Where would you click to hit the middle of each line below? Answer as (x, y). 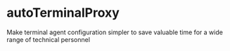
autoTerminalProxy (63, 13)
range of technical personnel (49, 39)
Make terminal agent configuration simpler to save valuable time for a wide (115, 32)
